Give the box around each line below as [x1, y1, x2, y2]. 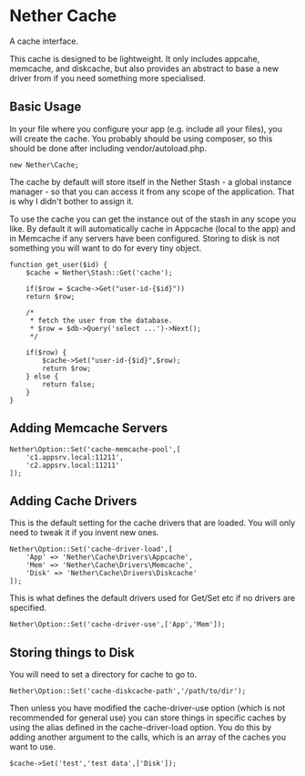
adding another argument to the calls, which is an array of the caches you [9, 731, 287, 743]
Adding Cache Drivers [9, 493, 137, 509]
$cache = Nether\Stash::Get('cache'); [25, 268, 173, 277]
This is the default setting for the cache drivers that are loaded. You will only [9, 517, 296, 529]
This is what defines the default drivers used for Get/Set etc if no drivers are [9, 593, 296, 604]
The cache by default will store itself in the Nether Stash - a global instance [9, 176, 292, 187]
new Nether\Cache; [9, 160, 79, 170]
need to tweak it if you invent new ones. [9, 527, 159, 538]
